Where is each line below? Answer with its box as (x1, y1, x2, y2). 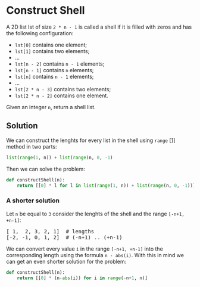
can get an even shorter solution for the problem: (6, 258, 127, 265)
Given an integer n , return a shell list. (6, 103, 96, 110)
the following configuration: (6, 29, 74, 36)
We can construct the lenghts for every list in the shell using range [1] (6, 137, 176, 144)
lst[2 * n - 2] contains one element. (14, 92, 108, 99)
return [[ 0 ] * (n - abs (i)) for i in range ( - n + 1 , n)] (17, 275, 148, 281)
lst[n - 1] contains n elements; (14, 66, 94, 73)
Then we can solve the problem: (6, 165, 85, 172)
